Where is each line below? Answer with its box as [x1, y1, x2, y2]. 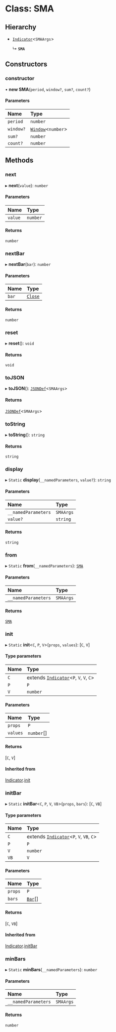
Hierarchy [5, 23, 37, 31]
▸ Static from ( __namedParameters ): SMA [5, 563, 83, 569]
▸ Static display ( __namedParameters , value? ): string [5, 477, 112, 483]
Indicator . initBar [5, 943, 38, 949]
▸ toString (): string [5, 432, 45, 438]
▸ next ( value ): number [5, 182, 49, 188]
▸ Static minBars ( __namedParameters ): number [5, 967, 98, 973]
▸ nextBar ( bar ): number [5, 261, 51, 267]
